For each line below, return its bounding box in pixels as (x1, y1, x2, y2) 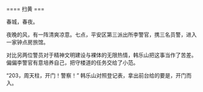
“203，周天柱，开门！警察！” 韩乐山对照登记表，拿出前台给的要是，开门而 (6, 72, 192, 79)
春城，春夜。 (6, 18, 38, 25)
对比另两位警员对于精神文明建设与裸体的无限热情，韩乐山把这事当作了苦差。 (6, 51, 197, 59)
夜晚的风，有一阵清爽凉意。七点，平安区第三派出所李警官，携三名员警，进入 (6, 31, 197, 38)
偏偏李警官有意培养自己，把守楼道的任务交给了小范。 (6, 59, 139, 66)
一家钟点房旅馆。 (6, 39, 49, 45)
